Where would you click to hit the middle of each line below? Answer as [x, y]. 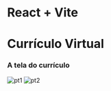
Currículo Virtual [56, 44]
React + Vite [43, 13]
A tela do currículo [38, 65]
